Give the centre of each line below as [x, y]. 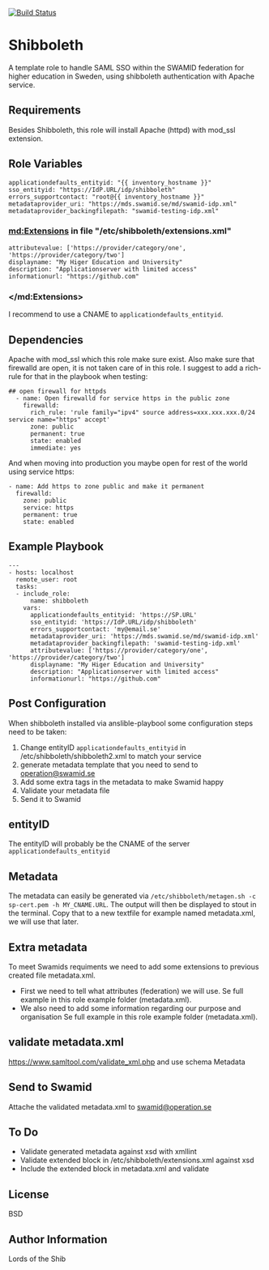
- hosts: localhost [41, 572]
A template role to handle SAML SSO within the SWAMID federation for [126, 67]
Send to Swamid [50, 1087]
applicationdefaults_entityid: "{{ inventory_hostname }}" [110, 182]
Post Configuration [58, 703]
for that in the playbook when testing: [85, 376]
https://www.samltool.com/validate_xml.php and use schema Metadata [127, 1062]
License [29, 1194]
